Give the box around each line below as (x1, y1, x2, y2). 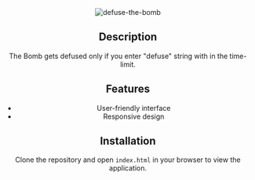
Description (98, 31, 158, 44)
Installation (100, 134, 156, 148)
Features (105, 83, 151, 96)
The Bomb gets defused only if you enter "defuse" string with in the (9, 51, 228, 61)
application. (108, 163, 148, 173)
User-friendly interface (97, 103, 171, 112)
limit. (120, 59, 136, 69)
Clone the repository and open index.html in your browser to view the (15, 155, 241, 164)
